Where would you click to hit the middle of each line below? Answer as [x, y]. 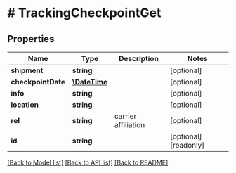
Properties [31, 39]
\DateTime [90, 82]
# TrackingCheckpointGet [84, 13]
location [25, 105]
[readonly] [187, 145]
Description [139, 59]
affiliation [130, 125]
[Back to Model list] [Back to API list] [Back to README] [88, 162]
